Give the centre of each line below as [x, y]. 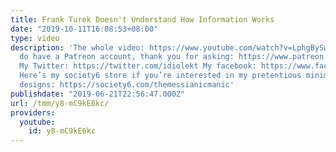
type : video [35, 38]
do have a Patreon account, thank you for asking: [127, 57]
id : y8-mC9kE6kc [62, 131]
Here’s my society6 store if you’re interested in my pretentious [160, 76]
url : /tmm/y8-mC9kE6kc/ [60, 103]
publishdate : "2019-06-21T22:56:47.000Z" [98, 94]
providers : [33, 112]
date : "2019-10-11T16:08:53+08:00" [84, 29]
